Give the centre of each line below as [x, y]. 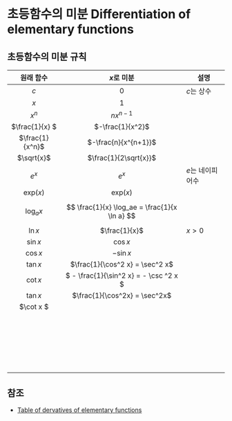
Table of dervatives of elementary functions [79, 410]
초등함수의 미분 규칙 [47, 56]
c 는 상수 [199, 91]
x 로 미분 [122, 78]
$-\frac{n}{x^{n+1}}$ [122, 143]
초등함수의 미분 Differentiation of [99, 14]
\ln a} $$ [122, 216]
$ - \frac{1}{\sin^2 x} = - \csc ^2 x [122, 276]
